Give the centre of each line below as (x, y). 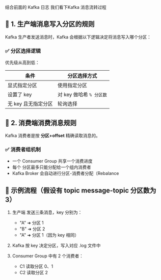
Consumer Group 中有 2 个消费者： (48, 256)
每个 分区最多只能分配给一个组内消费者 (52, 167)
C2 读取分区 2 (34, 273)
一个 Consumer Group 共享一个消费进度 (52, 161)
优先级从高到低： (22, 62)
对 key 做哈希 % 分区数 (82, 95)
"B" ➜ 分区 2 (32, 229)
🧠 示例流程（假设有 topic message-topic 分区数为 (80, 190)
